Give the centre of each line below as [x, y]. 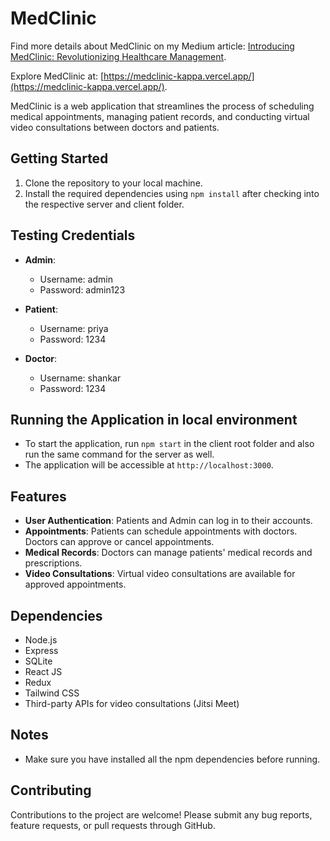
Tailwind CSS [52, 693]
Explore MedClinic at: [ [57, 76]
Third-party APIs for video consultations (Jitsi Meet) [132, 703]
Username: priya [74, 328]
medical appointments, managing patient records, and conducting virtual [160, 116]
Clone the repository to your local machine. [113, 183]
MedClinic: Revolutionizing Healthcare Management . [118, 56]
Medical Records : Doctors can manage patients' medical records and [168, 553]
